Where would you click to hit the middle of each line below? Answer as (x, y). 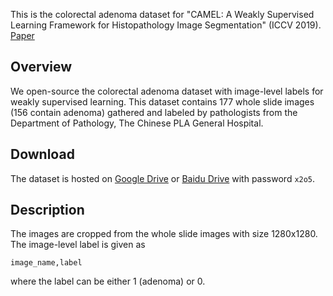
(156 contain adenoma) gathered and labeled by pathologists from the (154, 112)
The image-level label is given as (78, 245)
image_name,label (46, 263)
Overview (41, 67)
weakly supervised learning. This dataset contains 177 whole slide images (162, 101)
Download (42, 154)
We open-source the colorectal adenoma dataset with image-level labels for (167, 91)
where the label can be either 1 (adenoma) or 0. (108, 281)
